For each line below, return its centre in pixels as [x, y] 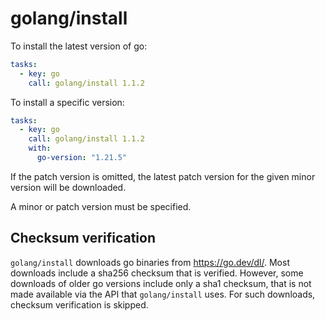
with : [40, 148]
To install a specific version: [67, 102]
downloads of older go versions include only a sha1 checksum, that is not [161, 283]
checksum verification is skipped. [79, 304]
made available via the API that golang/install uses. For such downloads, [163, 294]
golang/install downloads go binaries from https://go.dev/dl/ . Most [150, 262]
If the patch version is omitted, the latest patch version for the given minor [163, 176]
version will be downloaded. [68, 187]
